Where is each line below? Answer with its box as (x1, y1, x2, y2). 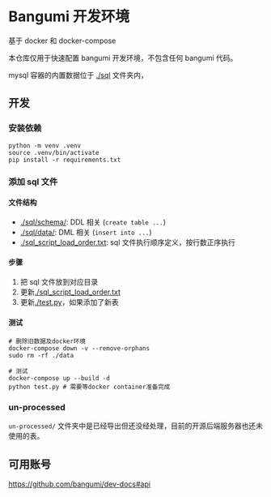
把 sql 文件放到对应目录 (19, 276, 99, 286)
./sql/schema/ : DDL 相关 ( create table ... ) (19, 216, 167, 227)
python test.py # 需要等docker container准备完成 (8, 383, 171, 392)
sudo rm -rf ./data (8, 352, 74, 360)
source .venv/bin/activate (8, 148, 100, 156)
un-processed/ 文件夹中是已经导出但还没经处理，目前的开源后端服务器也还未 (8, 421, 264, 431)
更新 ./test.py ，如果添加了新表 (19, 297, 119, 306)
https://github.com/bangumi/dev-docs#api (8, 479, 151, 489)
